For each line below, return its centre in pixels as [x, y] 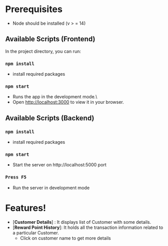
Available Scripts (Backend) [50, 118]
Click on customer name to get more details [65, 238]
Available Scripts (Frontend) [50, 39]
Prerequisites [34, 9]
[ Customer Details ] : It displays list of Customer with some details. [82, 222]
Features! [26, 208]
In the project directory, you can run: [43, 51]
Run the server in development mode [51, 188]
